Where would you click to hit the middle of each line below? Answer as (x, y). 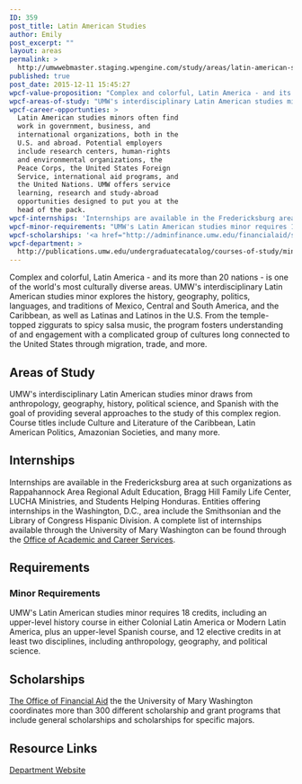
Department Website (48, 771)
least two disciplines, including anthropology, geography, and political (138, 641)
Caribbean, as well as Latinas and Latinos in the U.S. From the (124, 316)
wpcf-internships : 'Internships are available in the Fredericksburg (142, 218)
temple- (254, 316)
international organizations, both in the (98, 135)
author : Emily (36, 34)
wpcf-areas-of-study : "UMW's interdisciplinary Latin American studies (146, 101)
